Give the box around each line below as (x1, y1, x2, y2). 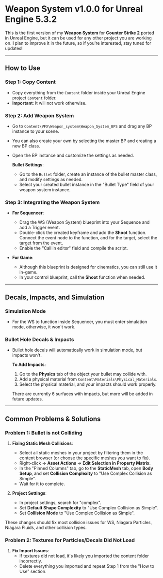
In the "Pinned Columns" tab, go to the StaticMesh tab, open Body (19, 465, 154, 471)
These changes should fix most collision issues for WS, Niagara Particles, (5, 519, 152, 525)
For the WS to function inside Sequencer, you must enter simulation (12, 319, 147, 325)
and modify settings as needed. (19, 176, 83, 182)
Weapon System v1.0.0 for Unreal (5, 3, 143, 15)
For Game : (12, 254, 34, 261)
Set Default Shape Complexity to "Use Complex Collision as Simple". (19, 505, 158, 510)
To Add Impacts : (12, 361, 46, 368)
